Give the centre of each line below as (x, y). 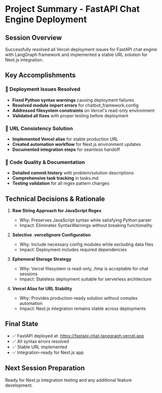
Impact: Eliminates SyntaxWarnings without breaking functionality (86, 225)
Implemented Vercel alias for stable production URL (65, 139)
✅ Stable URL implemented (40, 347)
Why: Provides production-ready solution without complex (79, 298)
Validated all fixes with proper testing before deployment (70, 115)
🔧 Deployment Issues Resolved (43, 89)
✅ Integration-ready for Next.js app (48, 352)
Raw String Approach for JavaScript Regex (57, 211)
